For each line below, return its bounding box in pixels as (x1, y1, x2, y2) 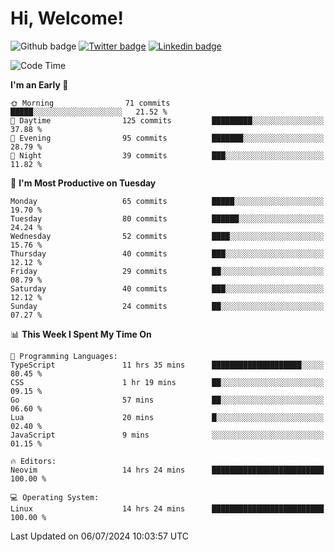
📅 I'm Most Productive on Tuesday (10, 177, 157, 189)
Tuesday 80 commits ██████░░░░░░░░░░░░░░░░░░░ (10, 213, 325, 224)
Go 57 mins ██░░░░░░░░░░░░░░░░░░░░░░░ (10, 395, 325, 405)
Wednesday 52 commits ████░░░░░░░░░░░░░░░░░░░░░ (10, 231, 325, 241)
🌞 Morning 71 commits (10, 98, 171, 108)
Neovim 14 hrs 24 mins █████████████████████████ (10, 465, 325, 475)
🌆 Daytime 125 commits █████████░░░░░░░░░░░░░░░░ (10, 115, 325, 126)
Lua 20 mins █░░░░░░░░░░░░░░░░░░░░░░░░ (10, 412, 325, 422)
